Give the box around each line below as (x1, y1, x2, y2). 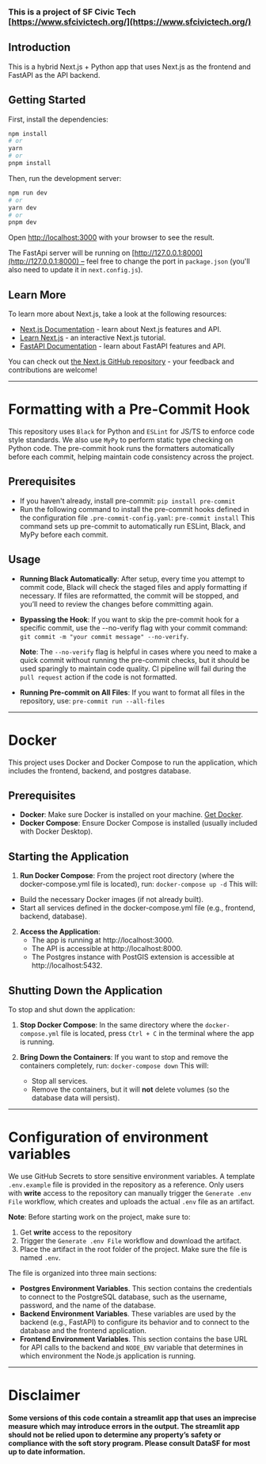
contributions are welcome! (8, 365, 97, 375)
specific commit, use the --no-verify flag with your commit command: (19, 622, 248, 633)
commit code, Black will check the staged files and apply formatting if (19, 582, 248, 591)
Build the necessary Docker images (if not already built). (19, 895, 204, 904)
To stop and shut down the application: (8, 1005, 135, 1015)
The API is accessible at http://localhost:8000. (31, 944, 183, 954)
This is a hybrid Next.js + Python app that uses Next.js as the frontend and (8, 62, 251, 71)
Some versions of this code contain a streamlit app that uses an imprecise (8, 1412, 256, 1423)
